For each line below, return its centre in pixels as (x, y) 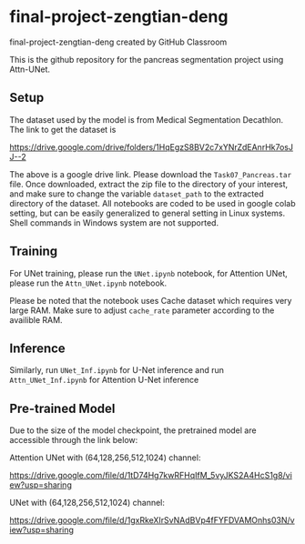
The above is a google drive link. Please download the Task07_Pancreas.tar (151, 174)
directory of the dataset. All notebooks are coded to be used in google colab (152, 203)
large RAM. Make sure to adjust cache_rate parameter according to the (142, 310)
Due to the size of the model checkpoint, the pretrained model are (133, 430)
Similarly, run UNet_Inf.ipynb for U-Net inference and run (117, 370)
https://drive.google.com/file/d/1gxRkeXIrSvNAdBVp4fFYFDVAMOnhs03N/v (152, 520)
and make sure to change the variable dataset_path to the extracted (137, 194)
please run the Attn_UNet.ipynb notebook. (88, 283)
